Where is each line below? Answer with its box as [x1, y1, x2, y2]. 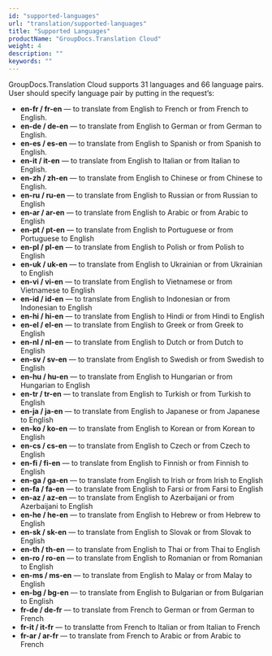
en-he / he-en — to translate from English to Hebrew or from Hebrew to [19, 510, 261, 519]
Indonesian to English [19, 302, 93, 312]
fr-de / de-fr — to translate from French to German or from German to [19, 605, 255, 615]
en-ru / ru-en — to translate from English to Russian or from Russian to [19, 190, 258, 200]
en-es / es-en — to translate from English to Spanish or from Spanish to [19, 138, 261, 148]
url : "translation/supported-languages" [8, 20, 148, 28]
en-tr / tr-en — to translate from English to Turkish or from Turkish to [19, 389, 252, 398]
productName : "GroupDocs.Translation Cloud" [8, 34, 162, 43]
